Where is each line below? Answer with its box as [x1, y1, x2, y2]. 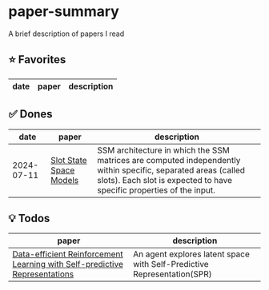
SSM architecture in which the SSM [97, 145, 230, 156]
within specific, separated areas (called [97, 165, 246, 176]
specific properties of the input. [97, 185, 216, 196]
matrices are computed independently [97, 154, 241, 165]
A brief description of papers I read [8, 29, 125, 38]
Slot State [50, 154, 87, 165]
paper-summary [8, 2, 120, 21]
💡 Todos [8, 211, 50, 225]
